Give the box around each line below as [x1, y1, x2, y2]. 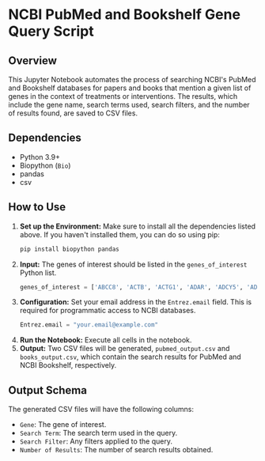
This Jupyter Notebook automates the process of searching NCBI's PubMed [8, 75, 256, 84]
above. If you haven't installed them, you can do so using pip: [19, 229, 220, 239]
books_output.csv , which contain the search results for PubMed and [19, 352, 241, 361]
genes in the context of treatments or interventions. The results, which [8, 92, 238, 100]
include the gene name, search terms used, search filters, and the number [8, 100, 251, 109]
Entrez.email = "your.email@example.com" [19, 321, 159, 329]
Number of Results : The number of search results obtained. [19, 445, 214, 455]
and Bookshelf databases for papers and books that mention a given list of [8, 83, 252, 93]
